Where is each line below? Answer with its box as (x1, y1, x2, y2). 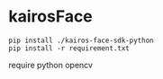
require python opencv (8, 59, 94, 70)
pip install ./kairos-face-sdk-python (8, 36, 154, 45)
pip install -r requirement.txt (8, 43, 130, 53)
